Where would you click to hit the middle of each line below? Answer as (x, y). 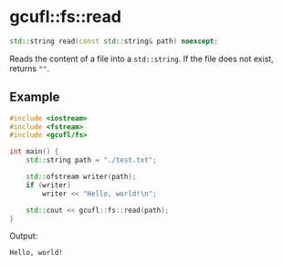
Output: (24, 236)
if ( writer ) (48, 185)
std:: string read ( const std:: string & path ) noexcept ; (114, 41)
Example (35, 97)
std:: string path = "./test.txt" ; (91, 160)
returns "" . (30, 68)
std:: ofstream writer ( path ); (81, 176)
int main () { (34, 152)
